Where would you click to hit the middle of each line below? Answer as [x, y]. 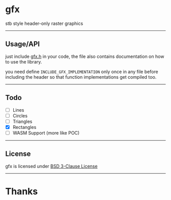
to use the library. [24, 61]
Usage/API [22, 44]
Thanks [22, 191]
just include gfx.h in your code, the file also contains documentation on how [85, 56]
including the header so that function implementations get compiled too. [81, 77]
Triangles [22, 121]
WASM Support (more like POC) [46, 132]
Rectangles [24, 127]
